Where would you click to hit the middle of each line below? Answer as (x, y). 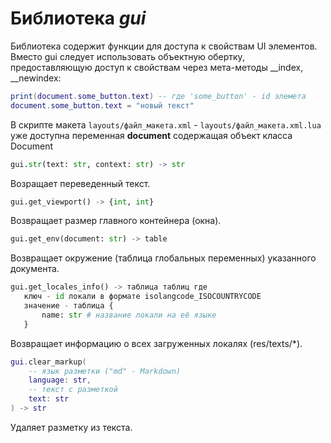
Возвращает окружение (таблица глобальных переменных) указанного (163, 258)
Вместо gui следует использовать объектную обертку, (127, 56)
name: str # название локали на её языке (129, 315)
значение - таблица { (68, 306)
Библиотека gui (78, 18)
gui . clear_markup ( (48, 362)
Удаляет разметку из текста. (71, 427)
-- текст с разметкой (73, 390)
